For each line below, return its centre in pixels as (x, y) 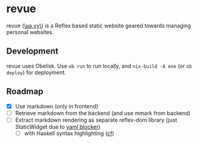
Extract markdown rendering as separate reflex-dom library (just (96, 120)
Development (33, 51)
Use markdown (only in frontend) (57, 106)
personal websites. (30, 32)
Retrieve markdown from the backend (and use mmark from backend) (103, 113)
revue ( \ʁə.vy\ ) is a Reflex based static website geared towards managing (99, 26)
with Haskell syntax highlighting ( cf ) (69, 133)
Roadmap (25, 92)
